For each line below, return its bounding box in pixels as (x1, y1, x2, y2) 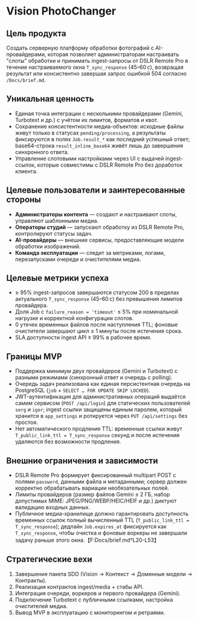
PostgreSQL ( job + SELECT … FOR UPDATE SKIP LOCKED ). (14, 386, 151, 394)
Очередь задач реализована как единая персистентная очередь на (14, 380, 191, 388)
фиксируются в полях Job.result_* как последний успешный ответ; (14, 135, 190, 143)
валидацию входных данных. (14, 504, 91, 511)
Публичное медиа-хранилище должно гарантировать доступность (14, 510, 189, 518)
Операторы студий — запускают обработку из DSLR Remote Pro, (14, 223, 185, 231)
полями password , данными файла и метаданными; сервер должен (14, 478, 187, 486)
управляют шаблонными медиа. (14, 217, 99, 224)
